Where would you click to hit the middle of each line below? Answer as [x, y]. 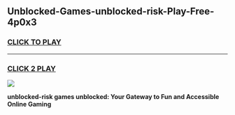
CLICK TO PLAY [34, 43]
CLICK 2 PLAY [31, 68]
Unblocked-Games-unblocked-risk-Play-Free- [111, 11]
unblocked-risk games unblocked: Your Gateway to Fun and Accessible [113, 96]
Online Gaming [29, 104]
